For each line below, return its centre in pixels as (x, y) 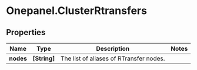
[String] (44, 58)
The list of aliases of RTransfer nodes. (113, 58)
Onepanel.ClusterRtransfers (76, 11)
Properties (26, 32)
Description (113, 49)
